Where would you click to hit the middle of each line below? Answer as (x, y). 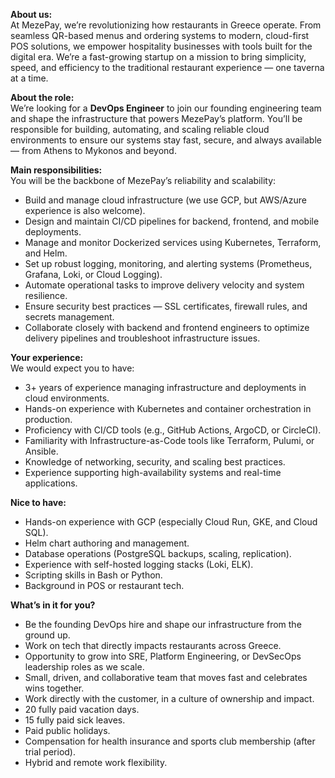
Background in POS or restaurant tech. (104, 585)
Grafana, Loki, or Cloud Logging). (93, 274)
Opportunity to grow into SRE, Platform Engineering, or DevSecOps (163, 656)
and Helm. (46, 253)
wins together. (54, 688)
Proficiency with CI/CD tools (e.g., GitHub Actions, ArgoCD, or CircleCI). (173, 430)
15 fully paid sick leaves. (75, 720)
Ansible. (41, 451)
